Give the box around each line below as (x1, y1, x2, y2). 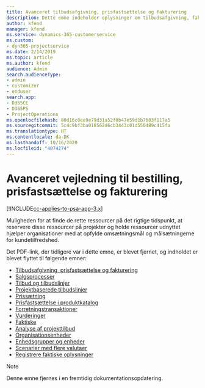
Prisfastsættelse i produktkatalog (15, 299, 99, 306)
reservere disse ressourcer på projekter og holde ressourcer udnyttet (6, 223, 181, 230)
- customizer (6, 83, 40, 89)
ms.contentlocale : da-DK (6, 134, 70, 141)
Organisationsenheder (15, 331, 71, 339)
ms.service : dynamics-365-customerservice (6, 32, 116, 38)
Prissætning (15, 292, 46, 299)
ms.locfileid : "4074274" (6, 145, 70, 152)
